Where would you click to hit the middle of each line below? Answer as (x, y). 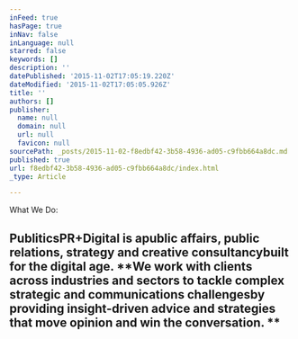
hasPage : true (36, 26)
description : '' (40, 68)
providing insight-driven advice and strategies (143, 308)
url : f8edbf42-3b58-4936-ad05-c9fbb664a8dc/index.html (114, 168)
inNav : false (34, 34)
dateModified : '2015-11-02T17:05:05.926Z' (90, 85)
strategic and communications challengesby (137, 294)
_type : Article (38, 176)
